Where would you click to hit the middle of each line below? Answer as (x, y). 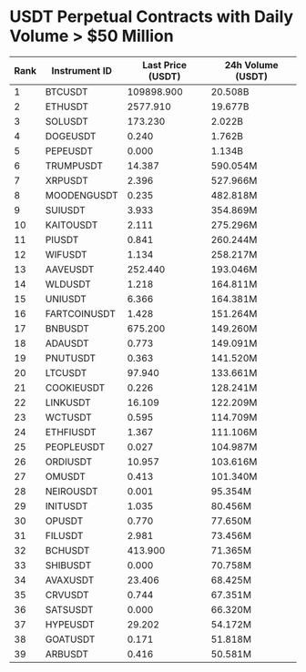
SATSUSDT (69, 609)
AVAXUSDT (70, 580)
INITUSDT (66, 505)
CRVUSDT (67, 595)
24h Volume (252, 65)
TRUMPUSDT (74, 166)
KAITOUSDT (71, 225)
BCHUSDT (67, 550)
